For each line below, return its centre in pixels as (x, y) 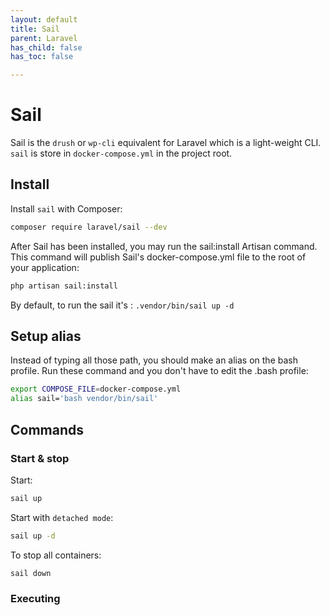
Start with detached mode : (62, 517)
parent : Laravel (44, 38)
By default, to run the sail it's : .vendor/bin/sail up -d (122, 305)
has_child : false (46, 47)
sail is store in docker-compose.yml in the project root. (121, 153)
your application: (45, 267)
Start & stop (40, 458)
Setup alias (46, 336)
